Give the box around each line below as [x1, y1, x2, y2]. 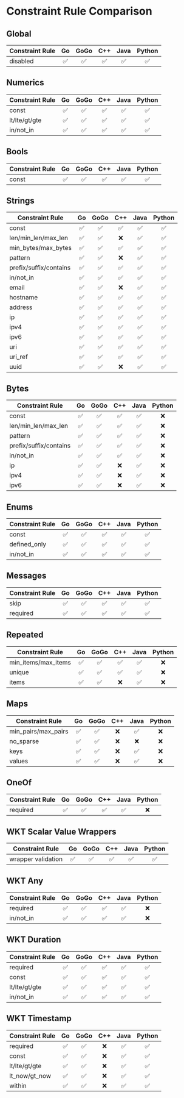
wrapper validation [9, 855, 63, 863]
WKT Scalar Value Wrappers [6, 826, 117, 836]
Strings [6, 196, 35, 206]
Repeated [6, 630, 44, 640]
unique [9, 668, 29, 676]
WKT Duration [6, 935, 61, 945]
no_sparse [9, 736, 39, 745]
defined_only [9, 540, 47, 549]
